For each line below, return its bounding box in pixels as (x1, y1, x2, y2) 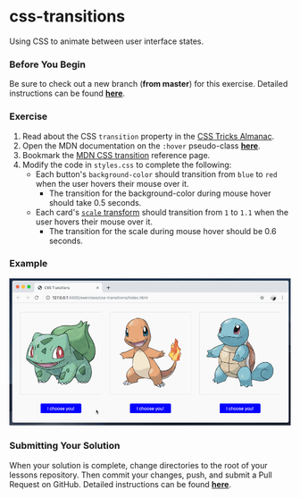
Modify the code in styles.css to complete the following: (21, 159, 232, 170)
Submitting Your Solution (9, 440, 121, 452)
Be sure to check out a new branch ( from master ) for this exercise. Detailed (9, 79, 288, 89)
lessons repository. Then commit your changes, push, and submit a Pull (9, 469, 272, 480)
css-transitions (9, 6, 126, 27)
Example (9, 257, 48, 270)
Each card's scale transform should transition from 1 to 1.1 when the (35, 207, 289, 217)
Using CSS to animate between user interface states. (9, 36, 204, 46)
